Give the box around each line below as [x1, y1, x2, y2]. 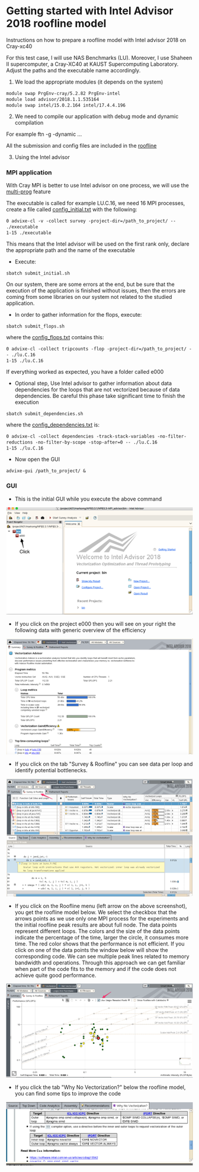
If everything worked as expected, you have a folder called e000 [6, 368, 164, 375]
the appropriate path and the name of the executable [6, 247, 135, 254]
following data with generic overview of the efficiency [14, 627, 146, 634]
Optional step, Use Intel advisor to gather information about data [14, 380, 172, 387]
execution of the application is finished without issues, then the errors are [6, 287, 186, 294]
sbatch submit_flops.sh [6, 323, 65, 330]
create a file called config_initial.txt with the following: [6, 206, 137, 213]
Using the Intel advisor [14, 153, 70, 161]
